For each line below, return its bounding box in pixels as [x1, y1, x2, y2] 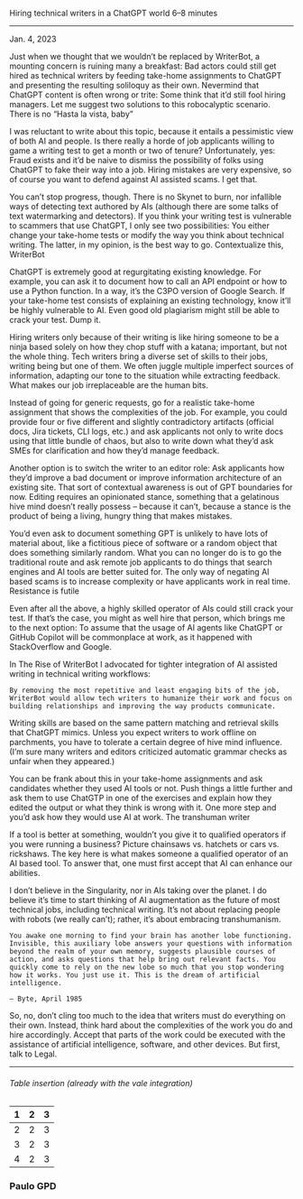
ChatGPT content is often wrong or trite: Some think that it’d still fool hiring [9, 89, 286, 100]
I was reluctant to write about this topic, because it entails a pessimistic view [9, 126, 294, 136]
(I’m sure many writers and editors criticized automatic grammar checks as [9, 746, 288, 757]
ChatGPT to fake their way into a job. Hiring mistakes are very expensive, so [9, 164, 292, 175]
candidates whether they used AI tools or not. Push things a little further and [9, 783, 293, 793]
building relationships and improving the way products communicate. [9, 702, 277, 711]
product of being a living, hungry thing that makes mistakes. [9, 511, 233, 521]
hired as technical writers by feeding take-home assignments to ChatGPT [9, 70, 282, 80]
